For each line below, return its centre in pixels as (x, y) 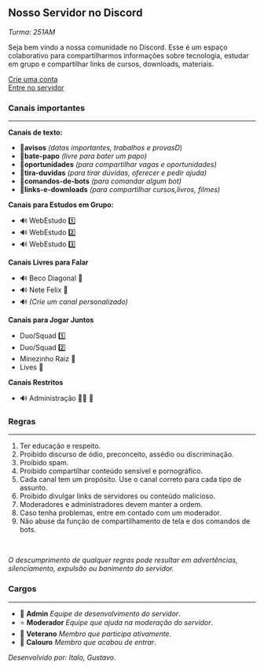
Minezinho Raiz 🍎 (48, 359)
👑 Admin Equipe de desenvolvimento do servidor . (100, 613)
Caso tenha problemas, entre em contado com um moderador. (120, 513)
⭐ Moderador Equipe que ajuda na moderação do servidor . (116, 622)
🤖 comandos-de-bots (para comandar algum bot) (101, 181)
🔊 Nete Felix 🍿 (44, 290)
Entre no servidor (36, 87)
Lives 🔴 (31, 367)
